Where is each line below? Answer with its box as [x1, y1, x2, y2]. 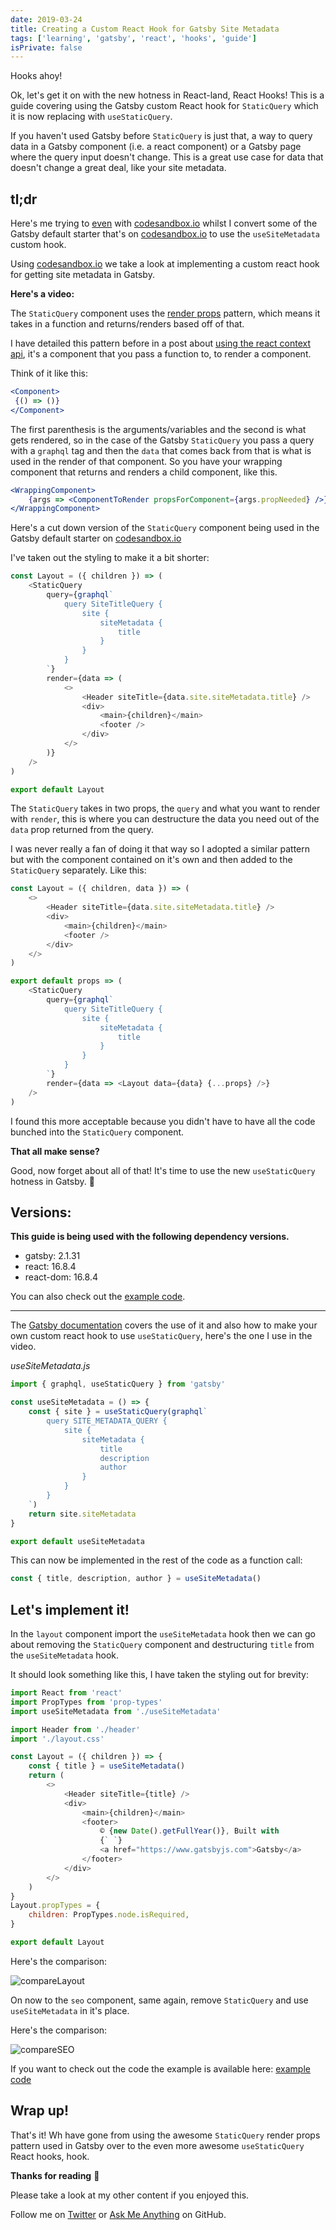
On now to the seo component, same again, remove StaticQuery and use [10, 1994, 309, 2006]
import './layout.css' [10, 1734, 105, 1744]
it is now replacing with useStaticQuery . [10, 111, 173, 123]
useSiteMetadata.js [10, 1360, 91, 1372]
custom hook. [10, 239, 67, 251]
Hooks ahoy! [10, 70, 63, 82]
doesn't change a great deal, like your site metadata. [10, 162, 227, 174]
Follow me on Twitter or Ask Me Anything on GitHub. [10, 2208, 227, 2220]
